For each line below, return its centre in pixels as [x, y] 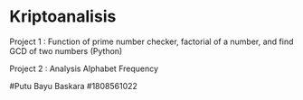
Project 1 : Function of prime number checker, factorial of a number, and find [151, 41]
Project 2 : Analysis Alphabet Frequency [84, 68]
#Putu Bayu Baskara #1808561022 [74, 86]
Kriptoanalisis [63, 17]
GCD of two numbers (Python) [66, 50]
